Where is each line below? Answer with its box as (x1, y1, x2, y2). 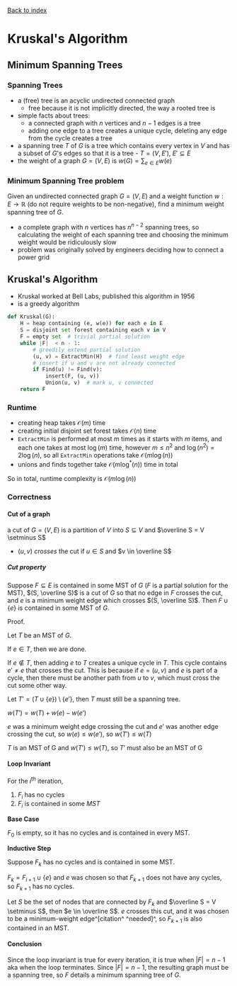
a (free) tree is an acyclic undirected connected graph (17, 96, 175, 105)
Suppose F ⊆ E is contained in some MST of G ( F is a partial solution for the (7, 581, 229, 589)
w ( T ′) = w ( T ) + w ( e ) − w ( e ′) (7, 708, 87, 717)
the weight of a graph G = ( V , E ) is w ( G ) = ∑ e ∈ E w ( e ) (17, 156, 173, 166)
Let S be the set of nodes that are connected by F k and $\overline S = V (7, 897, 216, 908)
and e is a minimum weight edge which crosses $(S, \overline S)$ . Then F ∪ (7, 596, 229, 604)
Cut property (7, 563, 47, 572)
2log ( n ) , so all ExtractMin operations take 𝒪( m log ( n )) (17, 450, 173, 459)
